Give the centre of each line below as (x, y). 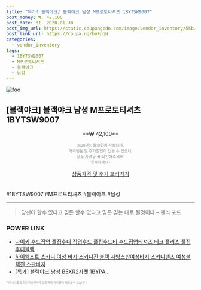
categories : (21, 39)
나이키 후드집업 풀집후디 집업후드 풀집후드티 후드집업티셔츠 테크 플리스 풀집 (103, 242)
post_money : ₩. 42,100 (34, 17)
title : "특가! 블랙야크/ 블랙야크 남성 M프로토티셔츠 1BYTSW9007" (79, 12)
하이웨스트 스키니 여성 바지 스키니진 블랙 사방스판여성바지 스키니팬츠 (95, 257)
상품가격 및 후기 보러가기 (100, 174)
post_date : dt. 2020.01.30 (40, 23)
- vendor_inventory (36, 45)
